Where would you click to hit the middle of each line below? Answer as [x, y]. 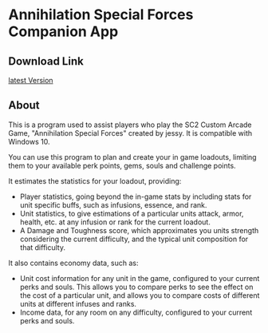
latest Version [31, 80]
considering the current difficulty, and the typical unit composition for [134, 239]
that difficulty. [43, 247]
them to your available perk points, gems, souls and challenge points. [122, 165]
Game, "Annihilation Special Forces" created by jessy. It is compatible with [130, 133]
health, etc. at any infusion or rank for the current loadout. [115, 222]
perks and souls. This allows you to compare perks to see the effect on [136, 287]
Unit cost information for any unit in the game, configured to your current [140, 278]
